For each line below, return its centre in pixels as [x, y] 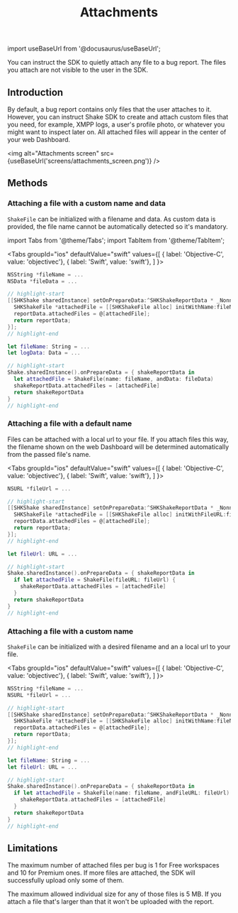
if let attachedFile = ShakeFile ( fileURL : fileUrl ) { [95, 580]
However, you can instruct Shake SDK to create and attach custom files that [118, 117]
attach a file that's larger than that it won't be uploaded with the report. [111, 902]
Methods [28, 183]
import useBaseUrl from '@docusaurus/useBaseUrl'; [84, 49]
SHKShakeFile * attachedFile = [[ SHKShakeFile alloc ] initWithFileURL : [120, 515]
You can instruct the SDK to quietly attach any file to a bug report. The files [117, 63]
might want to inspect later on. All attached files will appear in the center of [117, 132]
